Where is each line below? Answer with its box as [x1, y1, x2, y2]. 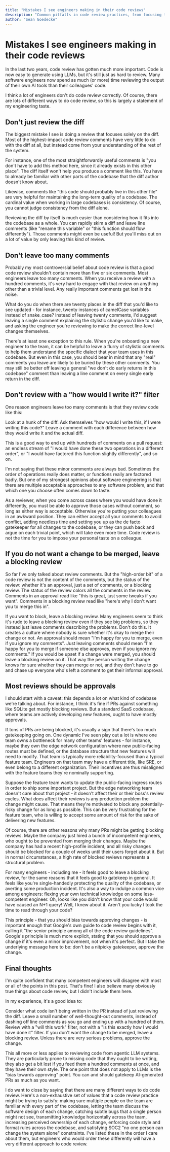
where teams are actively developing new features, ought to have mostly [5, 711, 157, 718]
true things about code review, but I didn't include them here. [5, 988, 133, 995]
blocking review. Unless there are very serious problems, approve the [5, 1035, 150, 1041]
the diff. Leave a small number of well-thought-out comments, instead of [5, 1013, 157, 1020]
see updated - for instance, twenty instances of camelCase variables [5, 307, 149, 313]
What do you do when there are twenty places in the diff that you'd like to [5, 301, 158, 307]
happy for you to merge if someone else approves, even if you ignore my [5, 646, 157, 652]
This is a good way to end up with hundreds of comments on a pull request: [5, 439, 163, 446]
